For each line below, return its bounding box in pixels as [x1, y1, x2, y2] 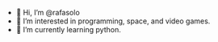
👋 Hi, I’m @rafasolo [15, 8, 81, 17]
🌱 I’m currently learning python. [15, 25, 121, 34]
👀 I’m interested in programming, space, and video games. [15, 16, 211, 26]
